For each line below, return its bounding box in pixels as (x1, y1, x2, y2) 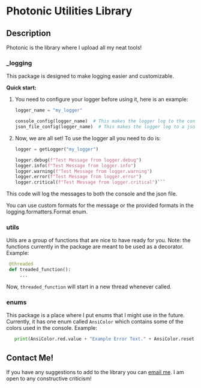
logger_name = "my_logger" (14, 107, 83, 113)
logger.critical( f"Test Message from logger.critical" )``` (14, 179, 166, 185)
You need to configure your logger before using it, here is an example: (14, 96, 188, 103)
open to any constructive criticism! (6, 375, 92, 382)
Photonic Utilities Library (6, 4, 133, 18)
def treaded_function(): (8, 267, 71, 273)
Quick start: (6, 84, 37, 91)
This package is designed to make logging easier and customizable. (6, 73, 174, 80)
